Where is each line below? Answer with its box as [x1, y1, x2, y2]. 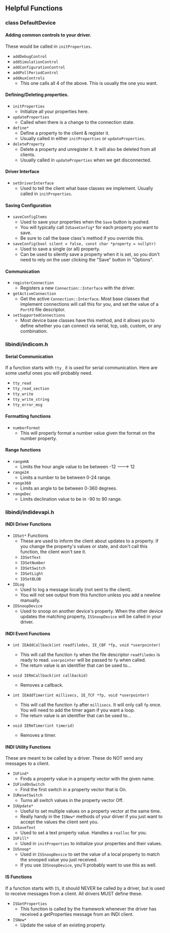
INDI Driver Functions [5, 521, 52, 527]
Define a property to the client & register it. [20, 130, 110, 136]
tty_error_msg [12, 402, 43, 408]
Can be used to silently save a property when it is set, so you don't [20, 251, 160, 258]
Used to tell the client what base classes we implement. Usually [20, 185, 153, 191]
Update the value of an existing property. [20, 922, 106, 928]
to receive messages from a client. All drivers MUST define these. [5, 890, 143, 896]
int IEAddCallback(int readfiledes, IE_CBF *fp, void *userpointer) [12, 642, 161, 648]
